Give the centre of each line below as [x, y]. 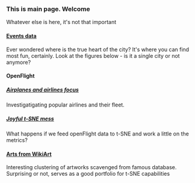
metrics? [17, 140]
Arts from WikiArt [29, 154]
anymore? [19, 62]
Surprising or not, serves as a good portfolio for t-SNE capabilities [88, 174]
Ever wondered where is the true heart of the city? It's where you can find [98, 49]
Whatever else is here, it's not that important [61, 22]
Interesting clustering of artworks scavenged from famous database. [91, 167]
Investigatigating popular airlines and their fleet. [65, 105]
